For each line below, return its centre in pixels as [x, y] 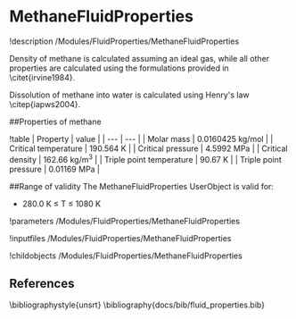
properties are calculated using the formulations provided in [119, 68]
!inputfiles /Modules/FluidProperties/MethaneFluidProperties [120, 238]
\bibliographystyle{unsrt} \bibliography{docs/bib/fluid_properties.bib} [137, 305]
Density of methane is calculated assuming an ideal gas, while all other [140, 58]
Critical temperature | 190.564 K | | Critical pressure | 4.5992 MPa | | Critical [148, 148]
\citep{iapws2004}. [45, 104]
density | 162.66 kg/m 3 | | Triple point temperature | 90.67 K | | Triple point [146, 158]
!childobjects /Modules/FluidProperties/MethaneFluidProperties [126, 256]
